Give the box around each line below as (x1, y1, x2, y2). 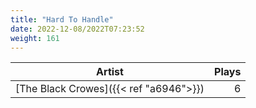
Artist (96, 65, 124, 79)
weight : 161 (10, 33, 60, 43)
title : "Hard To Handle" (10, 14, 114, 25)
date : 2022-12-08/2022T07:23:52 (10, 24, 145, 34)
